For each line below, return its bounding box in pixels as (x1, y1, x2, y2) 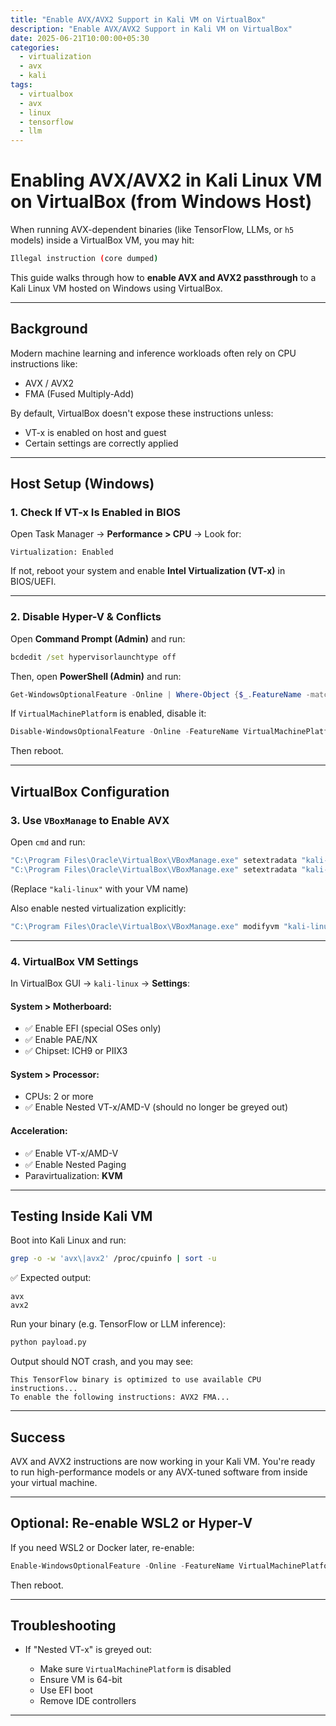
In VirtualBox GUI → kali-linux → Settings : (10, 977, 190, 989)
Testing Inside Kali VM (10, 1207, 153, 1225)
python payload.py (10, 1337, 87, 1348)
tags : (10, 80, 33, 90)
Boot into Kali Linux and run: (10, 1234, 127, 1246)
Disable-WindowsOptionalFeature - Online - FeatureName (10, 727, 240, 737)
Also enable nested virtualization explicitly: (10, 902, 187, 914)
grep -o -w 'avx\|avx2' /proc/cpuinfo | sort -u (10, 1254, 217, 1264)
